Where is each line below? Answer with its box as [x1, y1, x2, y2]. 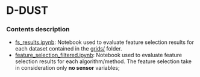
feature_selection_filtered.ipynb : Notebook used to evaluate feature [14, 52, 183, 59]
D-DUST [6, 4, 48, 17]
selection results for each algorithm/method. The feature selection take [14, 58, 192, 65]
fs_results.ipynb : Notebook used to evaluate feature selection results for [14, 38, 195, 46]
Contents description [6, 25, 70, 34]
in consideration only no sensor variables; [14, 64, 120, 72]
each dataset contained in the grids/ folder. [14, 45, 122, 52]
